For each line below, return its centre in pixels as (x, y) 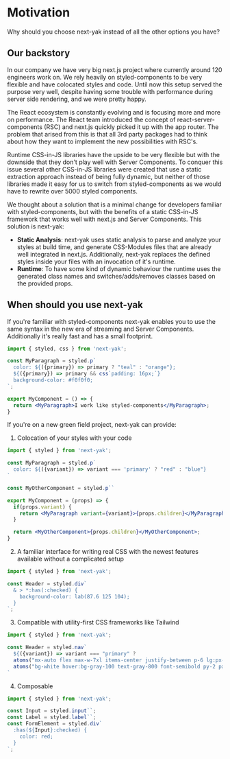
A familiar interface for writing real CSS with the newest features (107, 552)
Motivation (39, 13)
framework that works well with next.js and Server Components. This (104, 219)
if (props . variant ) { (42, 507)
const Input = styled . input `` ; (52, 711)
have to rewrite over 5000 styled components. (73, 191)
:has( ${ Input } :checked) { (50, 730)
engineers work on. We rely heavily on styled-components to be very (105, 77)
